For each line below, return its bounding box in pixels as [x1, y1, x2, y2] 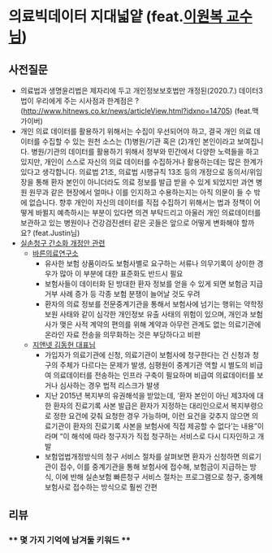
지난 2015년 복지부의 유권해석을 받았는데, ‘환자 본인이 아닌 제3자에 [44, 391, 256, 400]
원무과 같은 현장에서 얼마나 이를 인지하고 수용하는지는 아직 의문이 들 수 [28, 188, 253, 197]
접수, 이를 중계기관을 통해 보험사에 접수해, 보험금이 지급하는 [59, 462, 248, 472]
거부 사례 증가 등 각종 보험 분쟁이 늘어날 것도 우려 [44, 290, 201, 298]
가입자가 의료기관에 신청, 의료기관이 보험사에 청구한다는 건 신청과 [44, 351, 251, 359]
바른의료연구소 [32, 249, 79, 258]
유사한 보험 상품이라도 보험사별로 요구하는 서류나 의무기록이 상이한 [44, 259, 256, 268]
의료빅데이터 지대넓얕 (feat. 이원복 [8, 7, 223, 26]
